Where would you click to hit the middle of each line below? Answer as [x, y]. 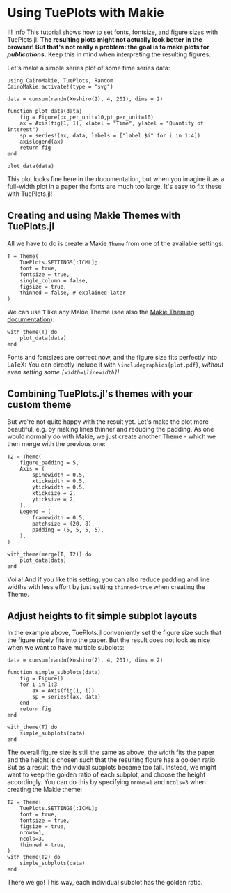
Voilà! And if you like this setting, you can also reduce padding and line [109, 579]
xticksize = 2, [54, 493]
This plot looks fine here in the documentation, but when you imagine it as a [116, 178]
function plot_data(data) [45, 111]
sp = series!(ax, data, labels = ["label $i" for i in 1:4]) [110, 135]
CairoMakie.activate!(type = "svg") [60, 86]
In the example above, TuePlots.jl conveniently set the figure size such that [114, 633]
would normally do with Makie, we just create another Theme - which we [112, 436]
